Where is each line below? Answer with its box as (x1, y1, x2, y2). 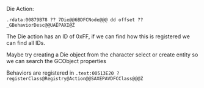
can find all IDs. (6, 39, 46, 46)
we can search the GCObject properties (6, 58, 107, 64)
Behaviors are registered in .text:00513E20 (6, 69, 114, 76)
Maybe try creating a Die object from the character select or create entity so (6, 51, 199, 58)
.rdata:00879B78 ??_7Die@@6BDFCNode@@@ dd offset (6, 17, 136, 23)
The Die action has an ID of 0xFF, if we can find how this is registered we (6, 33, 191, 40)
